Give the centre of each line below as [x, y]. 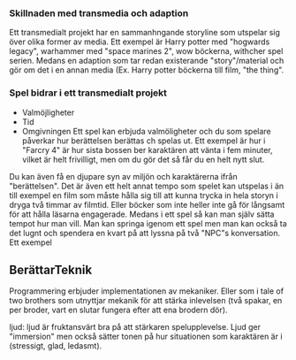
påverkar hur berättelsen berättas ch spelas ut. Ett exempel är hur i [144, 141]
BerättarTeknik [51, 269]
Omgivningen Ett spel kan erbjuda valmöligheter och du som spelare [146, 131]
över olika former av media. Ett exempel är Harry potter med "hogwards [140, 42]
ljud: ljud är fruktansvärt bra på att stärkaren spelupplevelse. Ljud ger [135, 327]
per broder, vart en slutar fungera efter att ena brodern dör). [118, 310]
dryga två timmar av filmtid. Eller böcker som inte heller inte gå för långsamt [147, 204]
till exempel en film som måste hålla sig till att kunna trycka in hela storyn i [144, 195]
